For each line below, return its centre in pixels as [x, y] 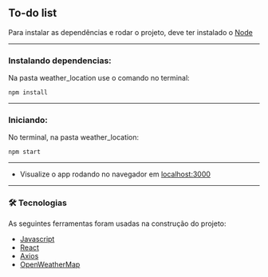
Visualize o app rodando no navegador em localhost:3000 [115, 174]
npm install [28, 93]
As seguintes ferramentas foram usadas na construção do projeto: [117, 224]
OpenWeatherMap [50, 264]
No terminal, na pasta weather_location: [74, 137]
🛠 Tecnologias [38, 203]
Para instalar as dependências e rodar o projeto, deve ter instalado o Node [130, 32]
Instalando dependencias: [60, 61]
